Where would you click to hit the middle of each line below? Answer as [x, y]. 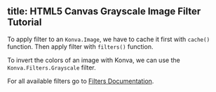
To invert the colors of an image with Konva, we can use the [94, 60]
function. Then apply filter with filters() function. [80, 46]
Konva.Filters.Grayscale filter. [52, 67]
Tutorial [25, 23]
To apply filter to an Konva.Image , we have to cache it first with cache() [109, 39]
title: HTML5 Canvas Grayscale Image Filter [104, 11]
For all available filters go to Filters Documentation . [81, 81]
